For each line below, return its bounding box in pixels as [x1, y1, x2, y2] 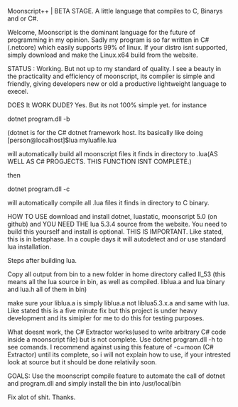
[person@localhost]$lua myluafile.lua [7, 136, 117, 144]
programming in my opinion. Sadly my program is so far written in [7, 36, 199, 44]
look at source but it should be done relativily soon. [7, 358, 158, 366]
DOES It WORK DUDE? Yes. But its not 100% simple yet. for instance [7, 101, 207, 109]
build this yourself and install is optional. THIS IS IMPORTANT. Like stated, [7, 227, 224, 236]
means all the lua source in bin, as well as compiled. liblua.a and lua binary [7, 278, 225, 286]
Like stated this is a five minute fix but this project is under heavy [7, 306, 198, 315]
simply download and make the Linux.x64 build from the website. [7, 50, 198, 59]
